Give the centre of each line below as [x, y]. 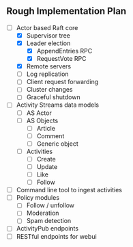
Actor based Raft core [47, 27]
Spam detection [49, 221]
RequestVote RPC [61, 59]
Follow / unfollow [50, 205]
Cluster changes [49, 90]
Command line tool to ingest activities [69, 190]
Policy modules [38, 198]
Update [47, 166]
